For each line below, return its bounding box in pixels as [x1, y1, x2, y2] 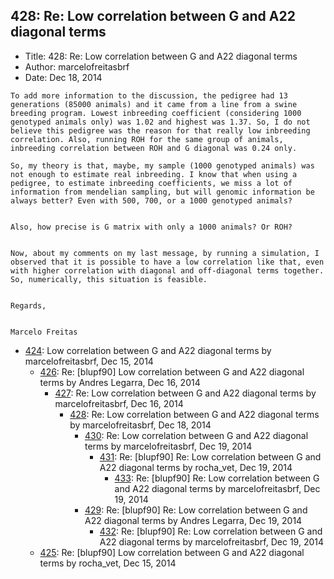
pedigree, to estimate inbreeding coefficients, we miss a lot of [10, 178, 293, 188]
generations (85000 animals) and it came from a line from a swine [10, 99, 298, 109]
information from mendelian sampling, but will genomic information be [10, 187, 315, 197]
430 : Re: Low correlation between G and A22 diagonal [84, 429, 309, 441]
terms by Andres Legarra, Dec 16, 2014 [39, 376, 201, 388]
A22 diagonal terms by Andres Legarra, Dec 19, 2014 [84, 514, 303, 526]
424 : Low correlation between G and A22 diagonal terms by [24, 344, 272, 356]
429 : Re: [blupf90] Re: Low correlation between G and [84, 504, 308, 516]
